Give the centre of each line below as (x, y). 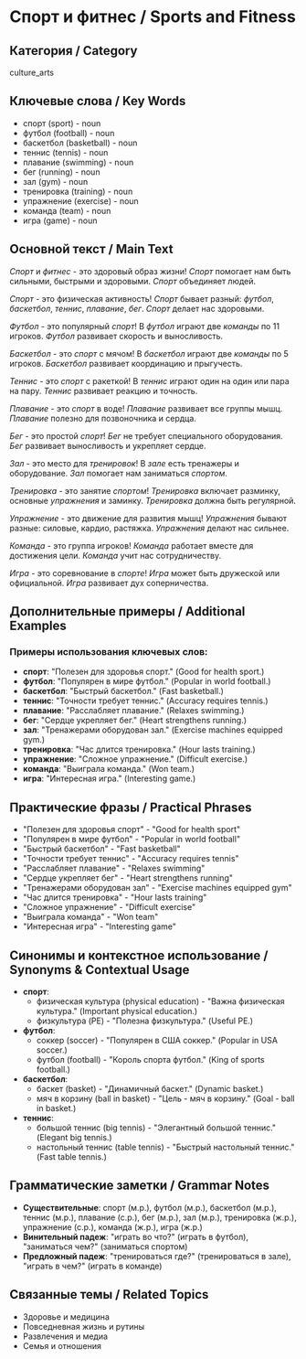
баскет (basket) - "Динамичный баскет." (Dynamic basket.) (150, 1088)
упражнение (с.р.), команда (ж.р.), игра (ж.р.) (112, 1226)
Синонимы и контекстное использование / (139, 955)
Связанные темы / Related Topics (109, 1295)
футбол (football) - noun (69, 133)
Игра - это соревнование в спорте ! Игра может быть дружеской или (145, 572)
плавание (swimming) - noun (78, 162)
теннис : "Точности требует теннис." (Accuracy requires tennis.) (145, 701)
